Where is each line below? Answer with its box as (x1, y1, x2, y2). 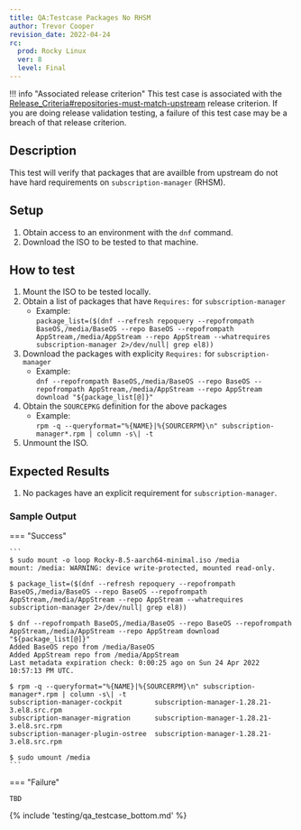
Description (9, 143, 77, 159)
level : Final (17, 64, 67, 73)
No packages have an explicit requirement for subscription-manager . (22, 488, 278, 499)
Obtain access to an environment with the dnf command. (22, 226, 233, 237)
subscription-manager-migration (9, 714, 131, 723)
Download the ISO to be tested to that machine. (22, 236, 199, 247)
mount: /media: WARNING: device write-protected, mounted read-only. (9, 564, 277, 573)
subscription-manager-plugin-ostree (9, 730, 147, 739)
